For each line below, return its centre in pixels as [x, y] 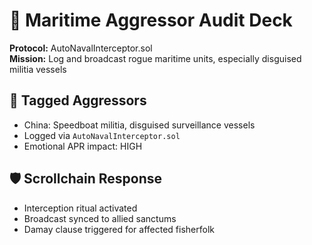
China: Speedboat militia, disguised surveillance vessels [139, 125]
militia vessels [38, 69]
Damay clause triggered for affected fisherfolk [119, 229]
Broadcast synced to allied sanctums [100, 218]
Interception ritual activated [80, 208]
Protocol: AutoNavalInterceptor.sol [81, 48]
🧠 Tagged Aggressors [78, 100]
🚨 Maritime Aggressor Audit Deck [151, 20]
